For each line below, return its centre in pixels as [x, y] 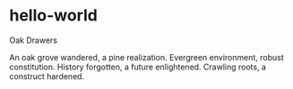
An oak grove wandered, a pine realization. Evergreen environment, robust [146, 57]
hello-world [54, 16]
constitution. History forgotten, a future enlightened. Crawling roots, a [138, 67]
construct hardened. [47, 76]
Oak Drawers [34, 40]
